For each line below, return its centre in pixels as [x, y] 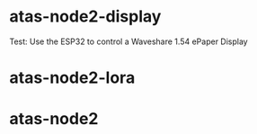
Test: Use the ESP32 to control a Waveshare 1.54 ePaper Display [129, 41]
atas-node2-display [85, 17]
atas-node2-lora [72, 78]
